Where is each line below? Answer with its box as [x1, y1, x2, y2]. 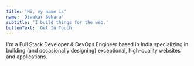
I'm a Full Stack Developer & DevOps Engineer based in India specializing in [6, 41, 189, 48]
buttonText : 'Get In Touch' [6, 25, 75, 31]
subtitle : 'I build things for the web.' [6, 19, 109, 25]
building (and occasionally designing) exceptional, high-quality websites [6, 47, 181, 54]
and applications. [6, 53, 48, 60]
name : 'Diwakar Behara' [6, 14, 64, 20]
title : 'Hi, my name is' [6, 8, 67, 15]
